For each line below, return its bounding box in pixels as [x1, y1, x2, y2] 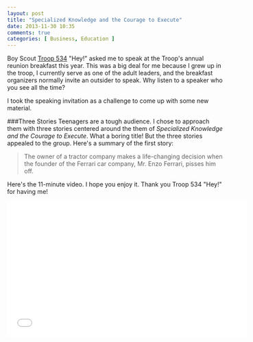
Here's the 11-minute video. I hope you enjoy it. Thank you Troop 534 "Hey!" [7, 180, 222, 188]
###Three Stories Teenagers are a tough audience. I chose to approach [7, 117, 210, 125]
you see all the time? [7, 84, 65, 92]
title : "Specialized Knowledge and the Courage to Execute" [7, 16, 183, 23]
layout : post [7, 10, 45, 17]
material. [7, 104, 32, 112]
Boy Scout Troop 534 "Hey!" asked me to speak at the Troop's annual [7, 54, 204, 62]
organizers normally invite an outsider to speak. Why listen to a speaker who [7, 76, 223, 84]
